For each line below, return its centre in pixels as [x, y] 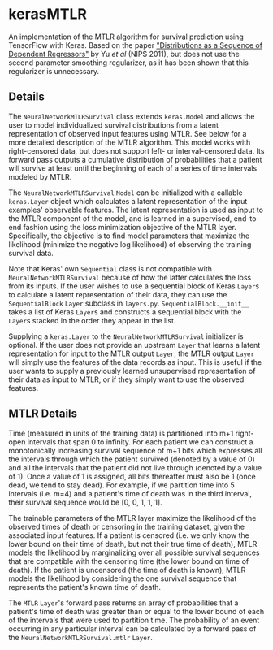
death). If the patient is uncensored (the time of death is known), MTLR [127, 570]
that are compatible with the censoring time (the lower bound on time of [129, 561]
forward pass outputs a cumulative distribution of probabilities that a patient [135, 159]
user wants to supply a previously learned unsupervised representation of [132, 370]
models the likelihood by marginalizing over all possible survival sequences [134, 552]
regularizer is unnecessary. [54, 71]
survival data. [31, 253]
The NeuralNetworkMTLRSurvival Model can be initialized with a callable [126, 193]
